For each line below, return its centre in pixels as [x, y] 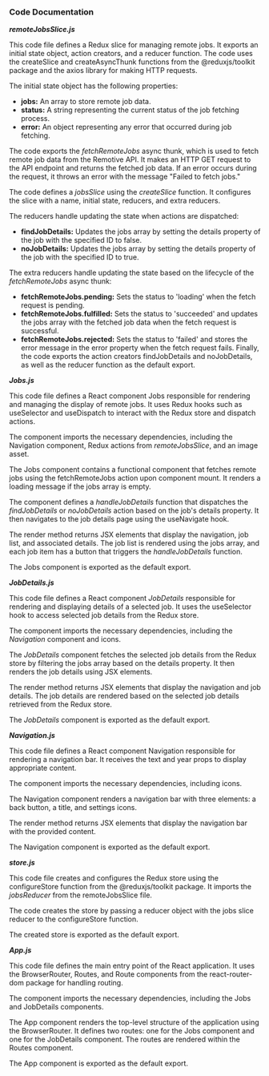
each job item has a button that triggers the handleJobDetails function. [126, 552]
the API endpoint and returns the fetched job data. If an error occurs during [133, 168]
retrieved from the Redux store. [61, 704]
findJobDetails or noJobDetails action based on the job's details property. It [134, 510]
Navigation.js [32, 735]
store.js [22, 863]
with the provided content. [52, 832]
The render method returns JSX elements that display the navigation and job [135, 687]
